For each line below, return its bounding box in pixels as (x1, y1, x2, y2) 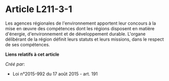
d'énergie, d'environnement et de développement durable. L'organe (5, 31, 146, 37)
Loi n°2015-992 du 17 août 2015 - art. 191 (12, 70, 98, 76)
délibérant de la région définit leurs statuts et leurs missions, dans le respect (5, 36, 164, 42)
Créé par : (5, 61, 25, 67)
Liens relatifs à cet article (5, 51, 60, 57)
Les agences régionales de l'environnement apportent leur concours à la (5, 20, 156, 26)
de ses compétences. (5, 41, 50, 47)
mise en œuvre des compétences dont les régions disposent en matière (5, 25, 155, 31)
